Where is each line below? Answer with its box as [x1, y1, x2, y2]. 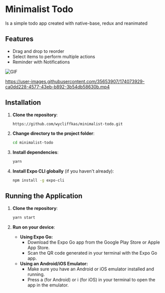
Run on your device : [12, 224, 55, 230]
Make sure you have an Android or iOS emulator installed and [27, 266, 154, 272]
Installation [5, 98, 41, 107]
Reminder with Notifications [12, 59, 70, 65]
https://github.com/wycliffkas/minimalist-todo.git [12, 121, 123, 126]
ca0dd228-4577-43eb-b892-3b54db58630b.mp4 [5, 84, 110, 90]
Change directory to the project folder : [12, 130, 95, 136]
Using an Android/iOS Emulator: [20, 260, 88, 266]
